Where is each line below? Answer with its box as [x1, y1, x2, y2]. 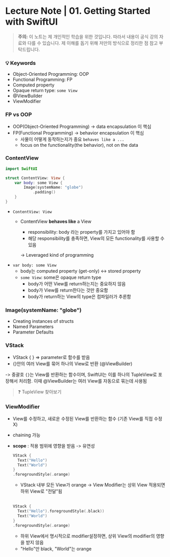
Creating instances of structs [12, 318, 74, 324]
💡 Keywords [5, 59, 36, 66]
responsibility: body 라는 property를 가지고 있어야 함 [28, 229, 135, 235]
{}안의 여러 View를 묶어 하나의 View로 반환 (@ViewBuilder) [12, 361, 133, 367]
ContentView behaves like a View [20, 218, 92, 225]
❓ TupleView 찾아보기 [17, 389, 62, 395]
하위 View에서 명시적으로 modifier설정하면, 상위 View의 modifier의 [20, 532, 155, 539]
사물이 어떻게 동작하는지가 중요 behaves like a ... [20, 136, 125, 142]
